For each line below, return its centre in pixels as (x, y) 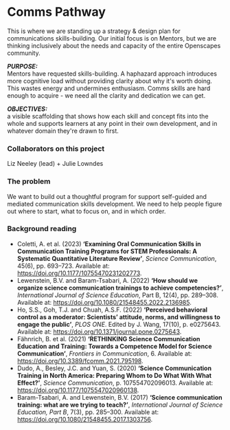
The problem (29, 182)
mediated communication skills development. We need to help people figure (115, 204)
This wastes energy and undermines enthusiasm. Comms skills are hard (109, 88)
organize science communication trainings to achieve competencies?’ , (120, 288)
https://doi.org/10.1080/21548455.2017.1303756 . (85, 419)
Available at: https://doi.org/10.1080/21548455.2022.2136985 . (104, 302)
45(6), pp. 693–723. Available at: (63, 266)
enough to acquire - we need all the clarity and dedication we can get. (106, 95)
